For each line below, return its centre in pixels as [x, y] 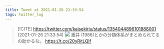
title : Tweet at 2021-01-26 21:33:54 [44, 10]
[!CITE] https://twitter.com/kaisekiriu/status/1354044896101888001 [87, 28]
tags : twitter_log [24, 14]
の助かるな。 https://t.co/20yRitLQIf [54, 41]
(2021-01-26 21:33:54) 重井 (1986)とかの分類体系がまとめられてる [88, 34]
